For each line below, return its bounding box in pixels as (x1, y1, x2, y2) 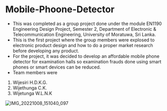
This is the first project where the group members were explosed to (12, 37, 155, 43)
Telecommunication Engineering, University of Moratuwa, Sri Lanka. (12, 31, 156, 37)
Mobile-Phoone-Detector (5, 4, 115, 15)
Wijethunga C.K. (12, 84, 47, 91)
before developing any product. (12, 48, 79, 54)
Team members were (12, 69, 58, 75)
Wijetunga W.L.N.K (12, 90, 53, 96)
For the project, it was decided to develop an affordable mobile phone (12, 53, 160, 59)
